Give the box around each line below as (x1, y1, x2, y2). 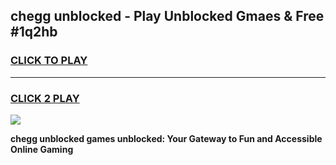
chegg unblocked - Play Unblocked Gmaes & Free (10, 8, 325, 25)
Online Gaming (10, 143, 74, 155)
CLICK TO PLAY (10, 54, 88, 68)
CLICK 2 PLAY (10, 91, 80, 105)
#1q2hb (10, 24, 58, 41)
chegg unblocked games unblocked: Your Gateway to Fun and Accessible (10, 132, 323, 144)
